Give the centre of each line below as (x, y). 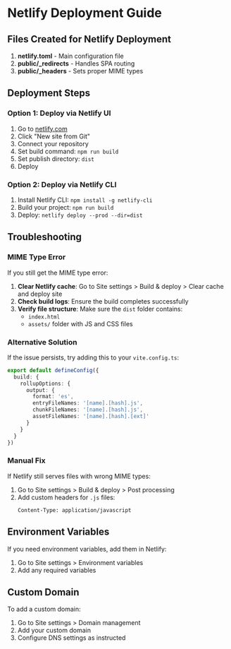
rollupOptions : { (45, 383)
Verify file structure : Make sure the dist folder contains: (100, 309)
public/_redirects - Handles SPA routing (76, 64)
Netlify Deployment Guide (85, 13)
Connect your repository (53, 143)
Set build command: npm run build (68, 151)
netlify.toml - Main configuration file (71, 56)
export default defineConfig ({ (53, 370)
